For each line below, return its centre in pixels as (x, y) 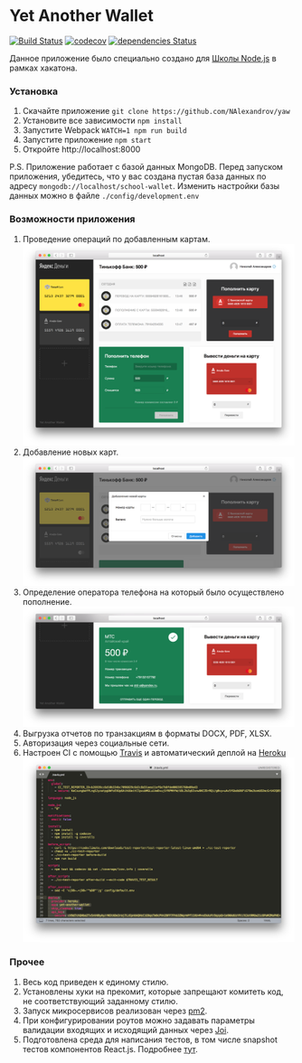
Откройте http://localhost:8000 (81, 149)
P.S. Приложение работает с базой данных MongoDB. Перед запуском (146, 167)
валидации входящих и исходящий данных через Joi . (125, 1030)
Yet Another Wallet (81, 16)
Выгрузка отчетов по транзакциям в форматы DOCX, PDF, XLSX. (147, 733)
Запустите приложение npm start (87, 140)
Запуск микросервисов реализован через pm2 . (115, 1011)
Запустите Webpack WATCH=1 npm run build (104, 130)
